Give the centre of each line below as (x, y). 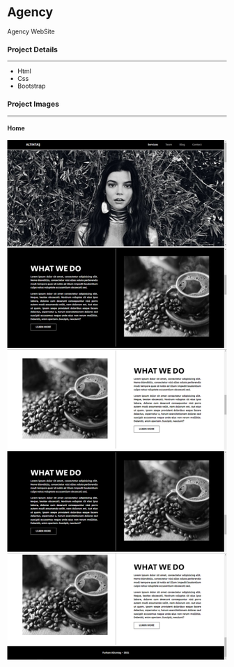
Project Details (32, 49)
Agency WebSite (31, 31)
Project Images (33, 104)
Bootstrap (31, 86)
